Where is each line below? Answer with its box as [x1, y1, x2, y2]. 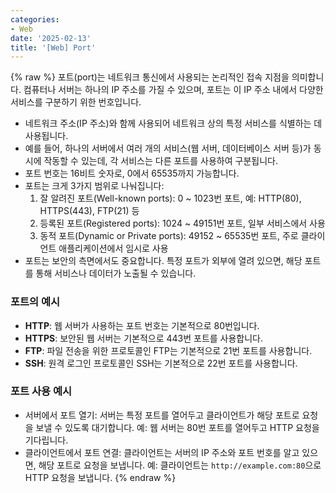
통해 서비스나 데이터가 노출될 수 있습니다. [35, 267, 197, 280]
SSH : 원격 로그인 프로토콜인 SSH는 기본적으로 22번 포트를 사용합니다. [24, 357, 298, 369]
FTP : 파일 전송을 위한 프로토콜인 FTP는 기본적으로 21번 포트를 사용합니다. [24, 344, 313, 356]
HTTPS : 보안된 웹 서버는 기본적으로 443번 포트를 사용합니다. [24, 332, 264, 344]
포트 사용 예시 [10, 384, 73, 398]
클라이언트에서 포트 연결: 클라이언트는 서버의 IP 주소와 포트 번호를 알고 [24, 446, 300, 458]
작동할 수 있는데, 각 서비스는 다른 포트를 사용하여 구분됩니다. [43, 155, 278, 167]
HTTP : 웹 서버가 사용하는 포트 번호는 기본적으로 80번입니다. [24, 319, 260, 331]
